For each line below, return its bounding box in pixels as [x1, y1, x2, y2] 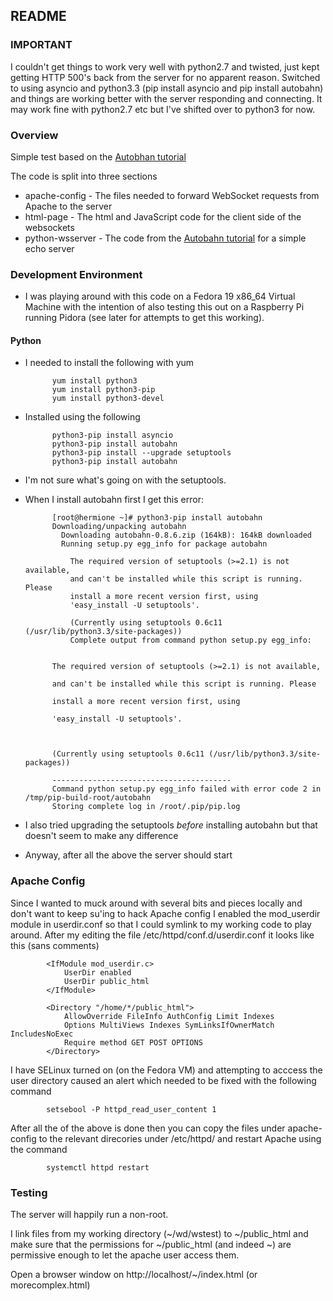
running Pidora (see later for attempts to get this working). [24, 312, 265, 324]
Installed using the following [24, 411, 141, 423]
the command [10, 1143, 68, 1155]
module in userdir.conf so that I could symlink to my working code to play [10, 918, 312, 930]
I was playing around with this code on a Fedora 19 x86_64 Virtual [24, 290, 296, 303]
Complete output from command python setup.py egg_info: [69, 635, 312, 646]
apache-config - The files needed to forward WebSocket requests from [24, 189, 320, 201]
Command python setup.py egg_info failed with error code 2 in [51, 784, 322, 794]
